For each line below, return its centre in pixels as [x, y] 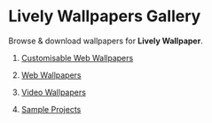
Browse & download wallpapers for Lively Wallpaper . [106, 41]
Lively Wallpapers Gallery [105, 16]
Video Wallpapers [53, 92]
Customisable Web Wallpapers [77, 58]
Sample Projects [51, 109]
